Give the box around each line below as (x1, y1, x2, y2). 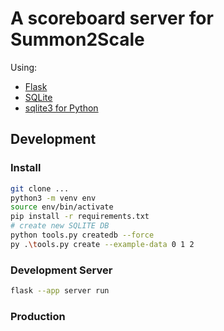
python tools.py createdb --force (10, 230, 155, 240)
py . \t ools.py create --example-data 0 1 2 (10, 239, 195, 249)
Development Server (10, 263, 113, 277)
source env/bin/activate (10, 202, 114, 212)
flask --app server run (10, 286, 110, 296)
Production (10, 309, 66, 323)
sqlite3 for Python (24, 102, 99, 114)
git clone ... (10, 183, 70, 194)
